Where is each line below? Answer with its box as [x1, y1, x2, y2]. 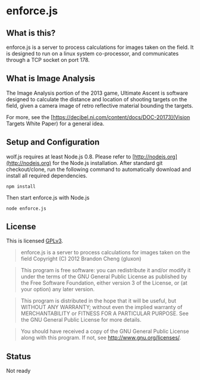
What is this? [6, 28, 56, 38]
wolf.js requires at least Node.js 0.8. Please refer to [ [6, 153, 135, 160]
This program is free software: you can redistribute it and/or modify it [20, 267, 191, 274]
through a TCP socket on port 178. [6, 57, 90, 63]
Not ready [6, 367, 31, 375]
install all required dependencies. [6, 172, 87, 179]
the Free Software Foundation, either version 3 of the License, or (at [20, 279, 187, 286]
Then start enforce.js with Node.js [6, 194, 90, 201]
